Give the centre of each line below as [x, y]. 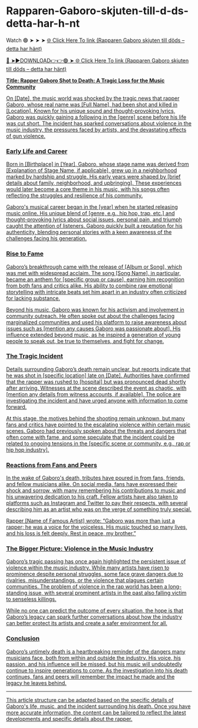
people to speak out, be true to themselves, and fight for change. [85, 341]
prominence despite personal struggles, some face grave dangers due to [95, 574]
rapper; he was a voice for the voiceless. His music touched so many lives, [97, 527]
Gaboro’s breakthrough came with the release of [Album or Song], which [94, 267]
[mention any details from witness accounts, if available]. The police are [93, 394]
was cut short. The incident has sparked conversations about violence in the [99, 123]
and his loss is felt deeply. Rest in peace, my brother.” [71, 533]
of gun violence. [26, 136]
